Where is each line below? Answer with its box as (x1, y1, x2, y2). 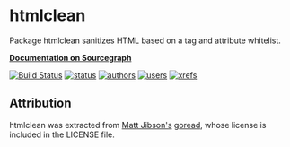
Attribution (9, 96, 72, 111)
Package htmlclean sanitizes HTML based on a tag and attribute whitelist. (9, 35, 281, 46)
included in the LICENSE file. (9, 129, 115, 140)
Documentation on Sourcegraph (9, 52, 132, 63)
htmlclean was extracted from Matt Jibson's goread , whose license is (9, 119, 267, 130)
